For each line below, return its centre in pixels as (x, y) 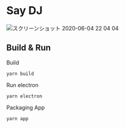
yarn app (17, 119)
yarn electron (25, 96)
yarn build (20, 74)
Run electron (22, 85)
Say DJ (25, 11)
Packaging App (25, 107)
